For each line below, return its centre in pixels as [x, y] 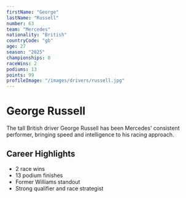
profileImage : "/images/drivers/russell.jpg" [65, 81]
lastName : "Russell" [33, 18]
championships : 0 [29, 58]
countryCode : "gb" [30, 41]
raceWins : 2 [21, 63]
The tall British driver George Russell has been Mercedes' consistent [93, 128]
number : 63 [20, 23]
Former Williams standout [48, 181]
